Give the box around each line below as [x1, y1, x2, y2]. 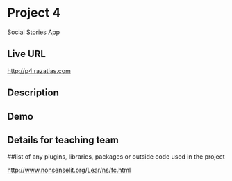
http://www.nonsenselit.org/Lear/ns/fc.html [7, 166, 131, 175]
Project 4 [7, 5, 61, 21]
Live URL [7, 48, 47, 60]
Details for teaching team [7, 134, 119, 145]
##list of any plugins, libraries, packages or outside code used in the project [7, 152, 225, 161]
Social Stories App [7, 28, 60, 36]
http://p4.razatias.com [7, 66, 71, 74]
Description [7, 87, 59, 99]
